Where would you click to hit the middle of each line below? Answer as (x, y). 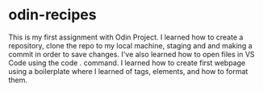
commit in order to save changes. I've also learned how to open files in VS (132, 54)
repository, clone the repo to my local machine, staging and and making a (130, 45)
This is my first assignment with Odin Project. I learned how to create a (126, 37)
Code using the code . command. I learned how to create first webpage (127, 63)
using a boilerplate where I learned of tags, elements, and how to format (128, 71)
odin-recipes (52, 15)
